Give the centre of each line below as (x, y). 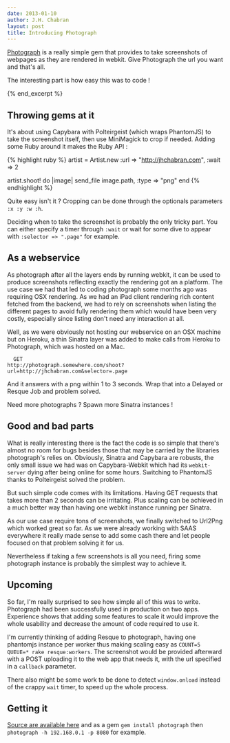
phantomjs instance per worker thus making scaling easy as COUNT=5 (104, 644)
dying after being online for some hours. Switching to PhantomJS (119, 472)
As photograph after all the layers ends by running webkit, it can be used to (114, 274)
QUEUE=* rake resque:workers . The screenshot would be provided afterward (115, 651)
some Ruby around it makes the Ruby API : (67, 147)
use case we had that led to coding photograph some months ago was (107, 289)
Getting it (28, 708)
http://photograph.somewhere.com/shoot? (66, 365)
